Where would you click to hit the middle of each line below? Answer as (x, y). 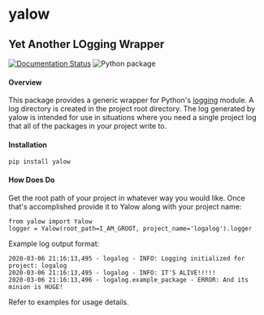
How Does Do (32, 180)
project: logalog (38, 265)
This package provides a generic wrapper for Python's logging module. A (131, 100)
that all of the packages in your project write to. (88, 126)
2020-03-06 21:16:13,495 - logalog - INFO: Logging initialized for (127, 258)
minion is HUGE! (36, 287)
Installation (28, 145)
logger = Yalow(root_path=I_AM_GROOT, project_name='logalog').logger (130, 228)
